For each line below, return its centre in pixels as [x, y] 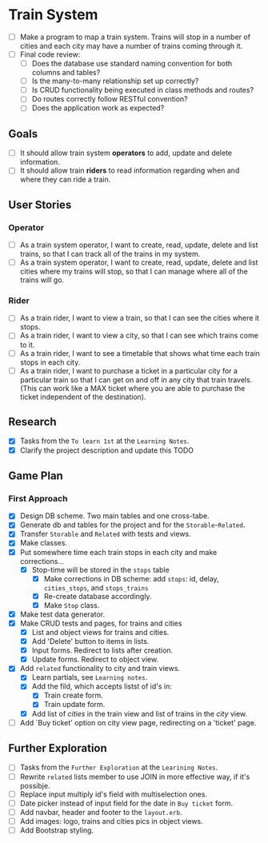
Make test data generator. [62, 614]
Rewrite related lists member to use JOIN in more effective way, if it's [135, 777]
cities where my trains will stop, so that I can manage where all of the [134, 272]
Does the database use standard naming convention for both [132, 64]
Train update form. [74, 705]
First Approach [38, 498]
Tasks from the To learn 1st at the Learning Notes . [104, 441]
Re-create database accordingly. [98, 596]
